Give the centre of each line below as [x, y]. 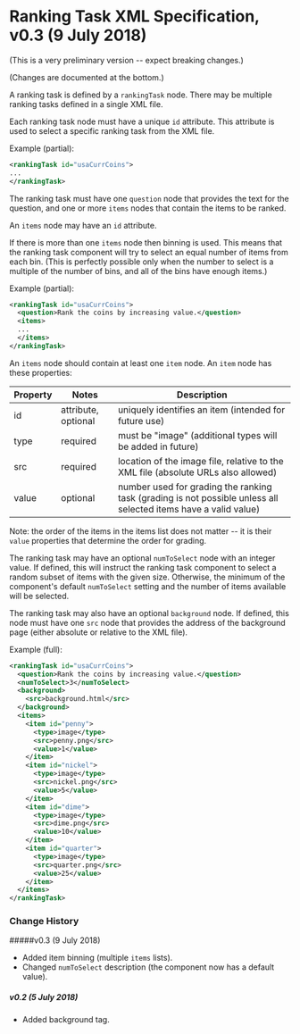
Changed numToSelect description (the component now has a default [148, 967]
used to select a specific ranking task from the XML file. [112, 130]
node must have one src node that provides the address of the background [147, 622]
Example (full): [36, 649]
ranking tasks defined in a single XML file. [86, 104]
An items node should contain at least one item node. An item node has [141, 363]
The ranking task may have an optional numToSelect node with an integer [142, 558]
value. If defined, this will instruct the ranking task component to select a [143, 567]
